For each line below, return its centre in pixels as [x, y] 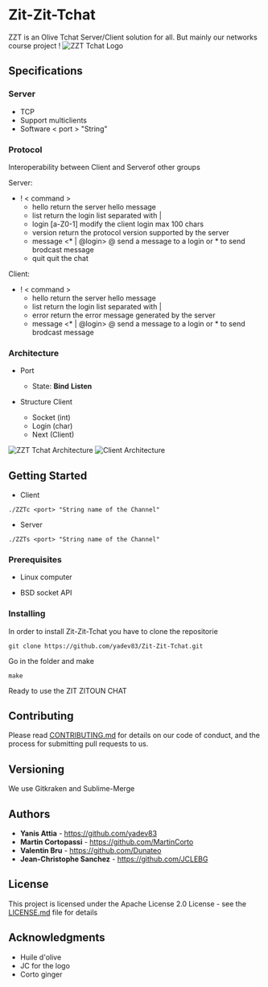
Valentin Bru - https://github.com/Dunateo [91, 851]
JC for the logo [45, 965]
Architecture [34, 353]
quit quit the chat [60, 258]
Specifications [45, 71]
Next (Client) [53, 435]
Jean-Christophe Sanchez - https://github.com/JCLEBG [114, 859]
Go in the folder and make [52, 661]
